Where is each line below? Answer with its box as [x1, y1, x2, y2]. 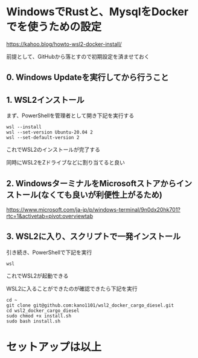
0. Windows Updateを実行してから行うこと [6, 73, 169, 83]
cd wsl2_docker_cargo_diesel [6, 307, 80, 314]
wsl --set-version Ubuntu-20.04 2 [6, 129, 94, 135]
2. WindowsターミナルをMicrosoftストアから [6, 178, 176, 189]
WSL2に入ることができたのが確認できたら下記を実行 [6, 285, 138, 292]
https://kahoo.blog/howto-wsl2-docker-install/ [6, 40, 122, 48]
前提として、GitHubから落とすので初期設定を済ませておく [6, 53, 150, 60]
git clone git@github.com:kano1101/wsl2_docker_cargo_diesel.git [6, 302, 174, 308]
